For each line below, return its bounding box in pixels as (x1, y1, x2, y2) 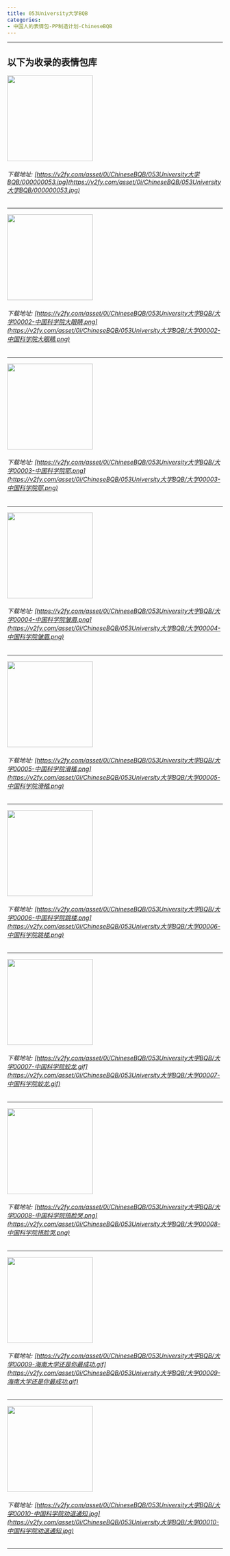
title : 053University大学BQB (7, 10, 88, 17)
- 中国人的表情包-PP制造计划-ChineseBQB (7, 23, 113, 30)
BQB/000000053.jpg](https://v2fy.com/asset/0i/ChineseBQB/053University (7, 178, 221, 186)
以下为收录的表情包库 (7, 56, 97, 68)
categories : (7, 16, 41, 23)
